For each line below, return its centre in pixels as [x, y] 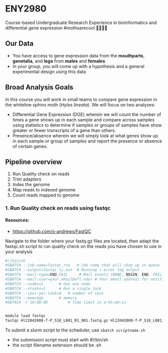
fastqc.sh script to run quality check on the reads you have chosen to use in [83, 246]
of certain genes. [30, 146]
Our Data [19, 44]
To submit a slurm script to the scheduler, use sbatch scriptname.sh [75, 330]
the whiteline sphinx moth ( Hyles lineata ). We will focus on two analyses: [80, 104]
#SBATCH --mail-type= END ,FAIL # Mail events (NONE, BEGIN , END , [78, 275]
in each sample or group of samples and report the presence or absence [87, 141]
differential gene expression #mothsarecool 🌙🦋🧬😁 [56, 27]
